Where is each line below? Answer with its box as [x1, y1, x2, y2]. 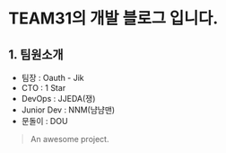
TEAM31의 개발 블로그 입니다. [8, 8, 219, 29]
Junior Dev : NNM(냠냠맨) [21, 104, 116, 115]
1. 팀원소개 [8, 47, 64, 62]
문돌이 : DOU [21, 116, 68, 126]
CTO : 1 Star [21, 83, 66, 93]
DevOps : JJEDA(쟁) [21, 94, 96, 103]
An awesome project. [30, 134, 109, 144]
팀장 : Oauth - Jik [21, 73, 84, 83]
